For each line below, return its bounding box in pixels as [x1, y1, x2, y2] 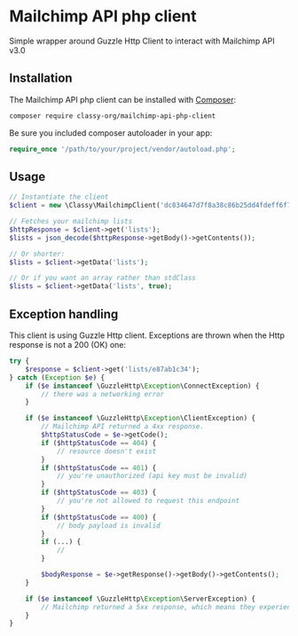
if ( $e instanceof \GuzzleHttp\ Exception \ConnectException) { [25, 381, 260, 390]
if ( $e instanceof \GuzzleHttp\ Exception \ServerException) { [25, 594, 255, 603]
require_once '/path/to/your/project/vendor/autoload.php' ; [9, 145, 237, 153]
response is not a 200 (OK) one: [9, 340, 127, 349]
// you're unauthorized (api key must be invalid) [56, 472, 248, 481]
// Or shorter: [9, 249, 66, 258]
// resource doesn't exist [56, 446, 157, 456]
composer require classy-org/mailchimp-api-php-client [9, 111, 216, 121]
